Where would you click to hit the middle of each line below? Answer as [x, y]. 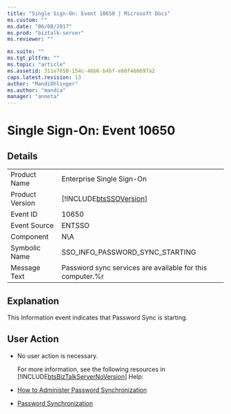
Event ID [24, 215]
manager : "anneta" [33, 97]
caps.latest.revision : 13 [44, 77]
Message [25, 268]
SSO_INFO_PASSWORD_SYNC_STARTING [129, 253]
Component [30, 237]
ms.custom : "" [27, 20]
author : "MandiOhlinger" [43, 83]
